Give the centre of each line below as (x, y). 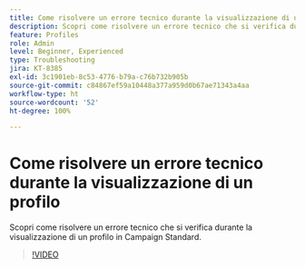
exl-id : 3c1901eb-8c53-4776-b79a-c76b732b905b (99, 77)
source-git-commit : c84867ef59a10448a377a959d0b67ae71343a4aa (129, 85)
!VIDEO (45, 254)
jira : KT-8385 (36, 69)
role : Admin (32, 43)
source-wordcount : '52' (54, 102)
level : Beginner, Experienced (67, 52)
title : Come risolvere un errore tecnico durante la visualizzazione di (150, 18)
